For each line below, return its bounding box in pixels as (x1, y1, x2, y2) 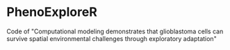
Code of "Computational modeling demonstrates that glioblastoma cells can (6, 27, 224, 35)
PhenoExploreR (6, 4, 98, 20)
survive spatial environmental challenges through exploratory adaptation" (6, 34, 217, 42)
